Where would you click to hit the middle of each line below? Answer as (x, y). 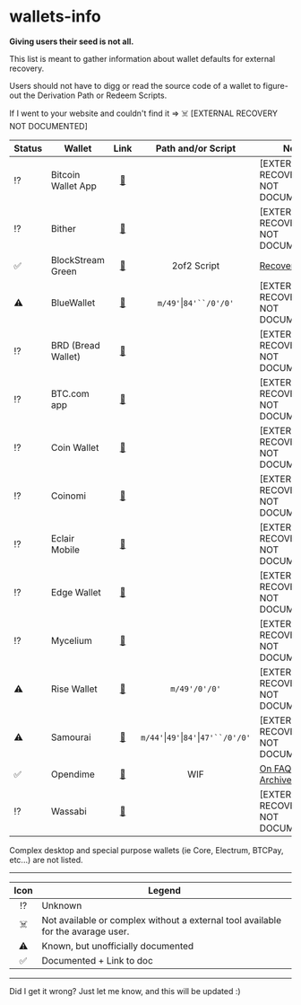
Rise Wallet (74, 689)
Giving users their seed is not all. (72, 41)
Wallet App (73, 186)
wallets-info (55, 17)
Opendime (73, 774)
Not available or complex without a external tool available (162, 920)
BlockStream (78, 260)
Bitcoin (65, 174)
